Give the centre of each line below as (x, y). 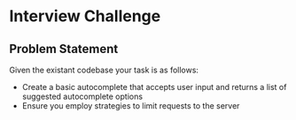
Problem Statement (64, 49)
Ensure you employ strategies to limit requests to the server (131, 106)
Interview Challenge (85, 16)
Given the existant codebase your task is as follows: (104, 70)
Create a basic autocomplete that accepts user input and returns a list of (154, 87)
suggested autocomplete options (82, 96)
